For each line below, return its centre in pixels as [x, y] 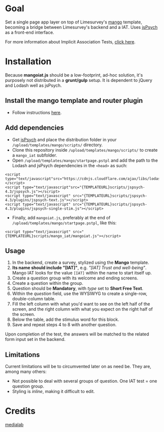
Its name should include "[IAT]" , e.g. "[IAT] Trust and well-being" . [79, 268]
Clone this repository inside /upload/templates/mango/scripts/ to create [85, 150]
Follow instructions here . [37, 112]
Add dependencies [35, 128]
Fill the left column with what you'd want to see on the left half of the [81, 304]
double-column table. [34, 299]
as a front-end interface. [30, 32]
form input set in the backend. [35, 339]
